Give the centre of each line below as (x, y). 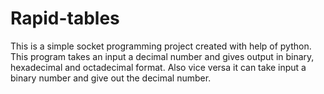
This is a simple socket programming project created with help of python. (161, 46)
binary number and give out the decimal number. (111, 78)
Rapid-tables (65, 18)
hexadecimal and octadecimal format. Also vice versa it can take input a (158, 67)
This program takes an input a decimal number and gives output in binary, (162, 56)
